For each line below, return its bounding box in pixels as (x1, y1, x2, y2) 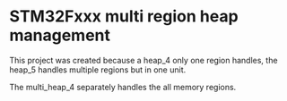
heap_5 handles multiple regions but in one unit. (9, 64, 187, 75)
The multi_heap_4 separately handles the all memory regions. (9, 81, 237, 92)
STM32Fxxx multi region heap (9, 6, 239, 27)
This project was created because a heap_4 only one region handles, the (9, 55, 278, 65)
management (9, 25, 110, 46)
